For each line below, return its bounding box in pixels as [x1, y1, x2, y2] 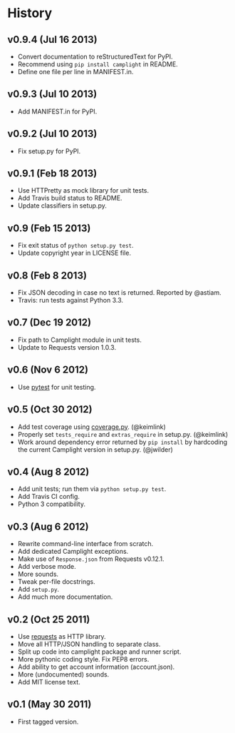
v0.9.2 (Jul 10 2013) [7, 128, 98, 140]
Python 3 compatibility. [17, 500, 85, 508]
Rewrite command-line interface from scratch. [17, 540, 154, 548]
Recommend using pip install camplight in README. [17, 60, 178, 69]
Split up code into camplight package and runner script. [17, 647, 182, 656]
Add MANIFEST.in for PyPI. [17, 107, 98, 116]
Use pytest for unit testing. [17, 383, 96, 391]
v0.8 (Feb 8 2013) [7, 269, 88, 281]
